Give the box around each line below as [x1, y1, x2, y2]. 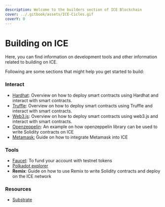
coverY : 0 [5, 16, 26, 21]
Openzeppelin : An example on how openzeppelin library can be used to [12, 124, 158, 130]
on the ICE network [12, 173, 52, 179]
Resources [5, 185, 32, 192]
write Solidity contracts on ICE [12, 129, 74, 135]
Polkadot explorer [12, 163, 48, 169]
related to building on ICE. [5, 59, 58, 65]
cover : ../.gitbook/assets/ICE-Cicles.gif [5, 12, 94, 17]
